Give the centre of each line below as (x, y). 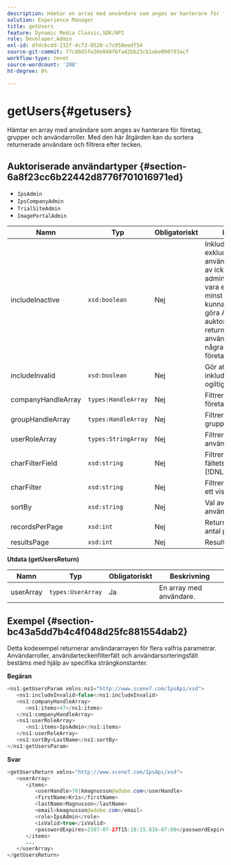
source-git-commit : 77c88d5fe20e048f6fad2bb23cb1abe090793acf (98, 52)
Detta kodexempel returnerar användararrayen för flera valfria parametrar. (112, 648)
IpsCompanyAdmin (40, 201)
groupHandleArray (41, 419)
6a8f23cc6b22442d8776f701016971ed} (95, 177)
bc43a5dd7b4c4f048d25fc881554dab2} (97, 632)
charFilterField (34, 463)
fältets (215, 463)
